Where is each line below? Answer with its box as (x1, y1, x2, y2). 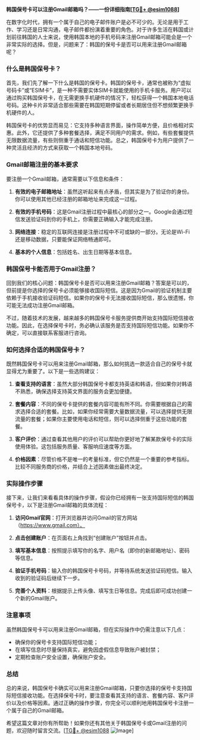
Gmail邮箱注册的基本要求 (6, 160, 79, 169)
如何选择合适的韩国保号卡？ (6, 345, 86, 354)
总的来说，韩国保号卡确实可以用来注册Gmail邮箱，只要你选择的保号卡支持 (6, 685, 187, 692)
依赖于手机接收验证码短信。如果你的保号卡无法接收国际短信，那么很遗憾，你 (6, 294, 194, 301)
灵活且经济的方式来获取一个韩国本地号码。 (11, 144, 116, 151)
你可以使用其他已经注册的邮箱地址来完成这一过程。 (14, 195, 140, 202)
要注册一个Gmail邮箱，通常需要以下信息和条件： (6, 175, 125, 182)
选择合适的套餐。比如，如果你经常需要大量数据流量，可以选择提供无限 (20, 408, 192, 415)
